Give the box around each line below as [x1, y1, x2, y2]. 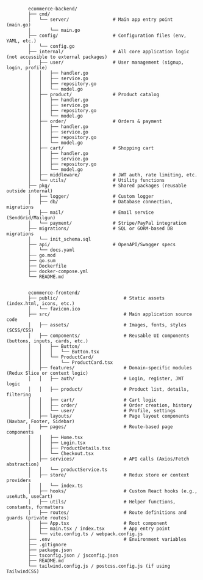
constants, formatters [6, 504, 64, 510]
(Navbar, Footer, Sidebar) [6, 418, 75, 424]
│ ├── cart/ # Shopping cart [28, 145, 154, 151]
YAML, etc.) [6, 38, 37, 44]
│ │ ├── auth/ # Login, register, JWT [28, 375, 184, 382]
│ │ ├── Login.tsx [28, 440, 86, 446]
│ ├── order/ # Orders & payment [28, 118, 163, 124]
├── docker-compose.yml [28, 268, 88, 274]
